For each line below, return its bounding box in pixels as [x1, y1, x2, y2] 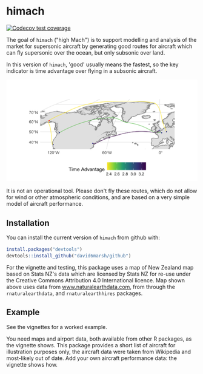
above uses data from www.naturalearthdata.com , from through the [6, 284, 176, 290]
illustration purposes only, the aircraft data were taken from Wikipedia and [6, 348, 191, 355]
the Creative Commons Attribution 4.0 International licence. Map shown [6, 277, 185, 284]
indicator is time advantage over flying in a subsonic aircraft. [6, 67, 158, 74]
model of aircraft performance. [6, 200, 84, 208]
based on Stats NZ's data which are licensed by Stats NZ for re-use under [6, 270, 191, 277]
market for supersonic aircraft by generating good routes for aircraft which [6, 42, 193, 50]
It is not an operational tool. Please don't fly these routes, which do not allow [6, 187, 198, 195]
